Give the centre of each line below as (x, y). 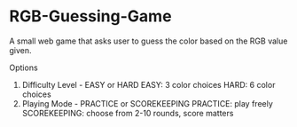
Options (23, 67)
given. (21, 50)
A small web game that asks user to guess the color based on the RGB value (148, 41)
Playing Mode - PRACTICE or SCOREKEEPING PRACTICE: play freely (147, 103)
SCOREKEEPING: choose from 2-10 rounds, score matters (128, 113)
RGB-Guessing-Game (90, 16)
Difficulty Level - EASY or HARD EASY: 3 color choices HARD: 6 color (148, 84)
